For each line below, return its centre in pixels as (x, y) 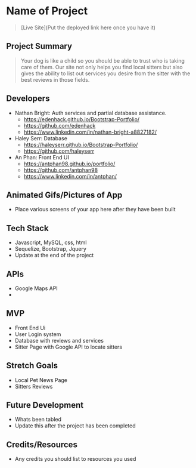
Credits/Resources (42, 444)
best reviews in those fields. (55, 79)
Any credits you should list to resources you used (75, 459)
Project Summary (39, 46)
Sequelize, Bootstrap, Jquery (50, 249)
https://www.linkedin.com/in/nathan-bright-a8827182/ (90, 132)
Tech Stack (27, 228)
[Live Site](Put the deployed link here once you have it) (88, 27)
